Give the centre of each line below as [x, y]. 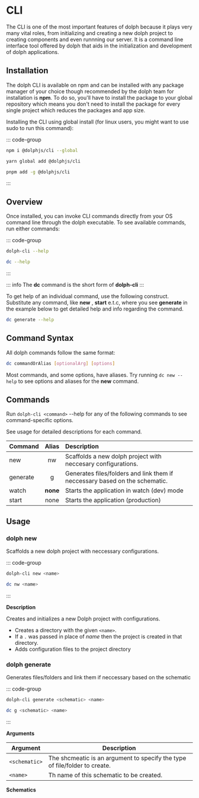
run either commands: [33, 229]
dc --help [18, 262]
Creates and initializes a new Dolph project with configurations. [83, 619]
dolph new [22, 538]
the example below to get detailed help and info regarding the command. [95, 309]
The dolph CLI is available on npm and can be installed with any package [95, 85]
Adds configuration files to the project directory [73, 649]
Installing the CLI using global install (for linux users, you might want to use [97, 122]
